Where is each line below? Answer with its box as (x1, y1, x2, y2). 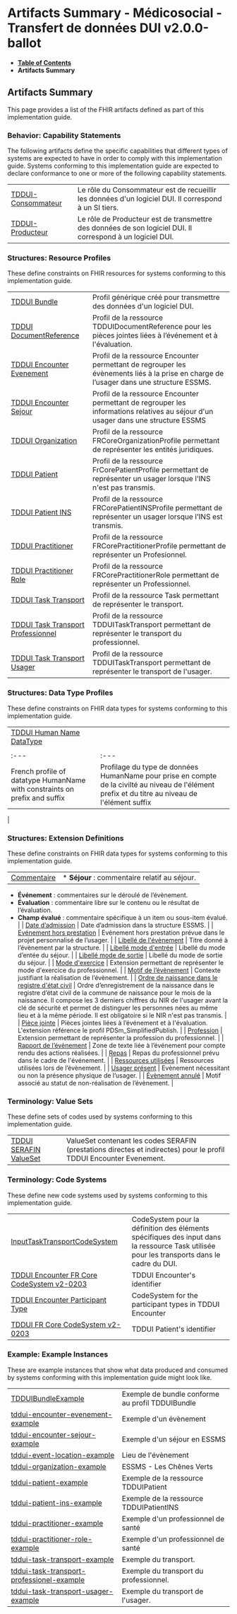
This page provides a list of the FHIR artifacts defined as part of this (7, 105, 205, 114)
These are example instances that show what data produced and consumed (7, 1366, 228, 1374)
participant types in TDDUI (131, 1299, 220, 1309)
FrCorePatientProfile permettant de (92, 465, 209, 475)
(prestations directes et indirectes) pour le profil (66, 1145, 225, 1155)
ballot (7, 35, 42, 51)
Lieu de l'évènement (121, 1450, 189, 1460)
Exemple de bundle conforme (121, 1389, 220, 1399)
